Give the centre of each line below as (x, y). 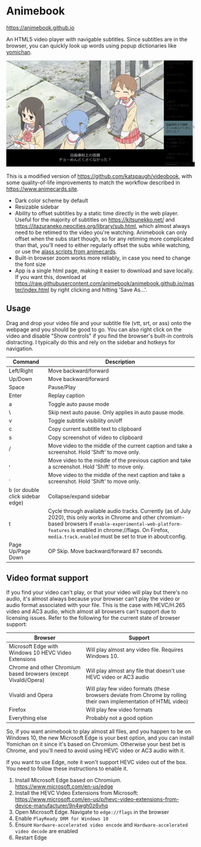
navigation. (20, 349)
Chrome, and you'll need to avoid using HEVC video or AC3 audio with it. (96, 750)
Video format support (47, 578)
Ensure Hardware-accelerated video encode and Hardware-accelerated (101, 825)
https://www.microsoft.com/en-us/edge (64, 786)
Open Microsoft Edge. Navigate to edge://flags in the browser (92, 812)
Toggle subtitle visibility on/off (85, 421)
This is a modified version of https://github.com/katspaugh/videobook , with (99, 176)
